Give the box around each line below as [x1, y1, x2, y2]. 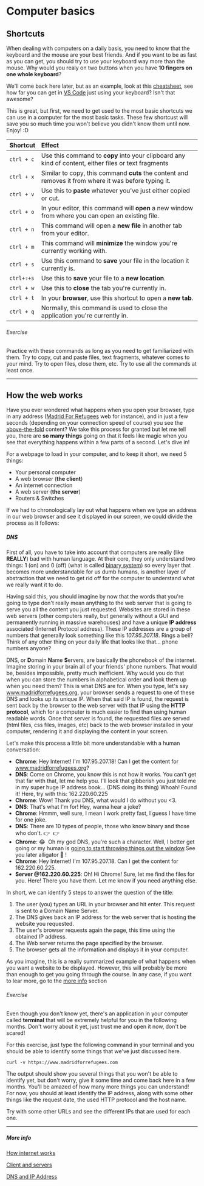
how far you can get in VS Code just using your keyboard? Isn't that [6, 89, 175, 96]
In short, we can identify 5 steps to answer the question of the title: [6, 889, 174, 896]
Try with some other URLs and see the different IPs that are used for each [6, 1108, 191, 1115]
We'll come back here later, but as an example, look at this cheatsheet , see [6, 82, 193, 90]
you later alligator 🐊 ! [15, 851, 67, 858]
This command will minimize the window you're [41, 239, 178, 247]
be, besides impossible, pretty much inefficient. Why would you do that [6, 669, 185, 676]
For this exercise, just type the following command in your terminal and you [6, 1041, 194, 1049]
